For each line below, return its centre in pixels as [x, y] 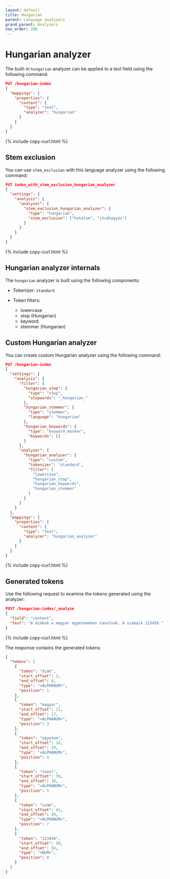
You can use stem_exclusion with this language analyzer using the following [85, 170]
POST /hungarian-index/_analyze [40, 609]
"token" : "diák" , [37, 671]
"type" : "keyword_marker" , [57, 431]
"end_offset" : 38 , [38, 781]
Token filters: [27, 300]
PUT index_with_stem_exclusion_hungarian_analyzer [60, 185]
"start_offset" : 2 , [39, 676]
